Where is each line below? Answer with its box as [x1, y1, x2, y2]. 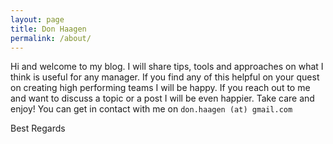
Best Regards [10, 122, 66, 135]
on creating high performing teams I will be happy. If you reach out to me [10, 82, 311, 94]
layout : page [10, 14, 65, 25]
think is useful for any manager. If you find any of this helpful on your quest [10, 71, 320, 83]
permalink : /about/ [10, 33, 92, 43]
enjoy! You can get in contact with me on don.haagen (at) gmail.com [10, 103, 293, 115]
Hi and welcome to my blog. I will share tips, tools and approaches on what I [10, 61, 324, 73]
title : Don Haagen [10, 24, 87, 34]
